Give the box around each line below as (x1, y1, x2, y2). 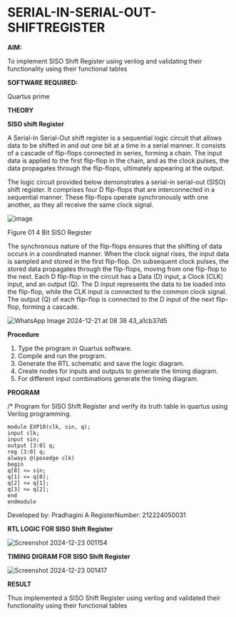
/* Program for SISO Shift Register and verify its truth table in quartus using (7, 402, 228, 410)
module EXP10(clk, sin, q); (7, 423, 91, 430)
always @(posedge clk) (7, 454, 75, 462)
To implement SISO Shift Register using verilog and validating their (7, 56, 202, 65)
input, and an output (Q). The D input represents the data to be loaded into (7, 280, 226, 288)
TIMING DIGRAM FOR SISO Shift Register (7, 552, 130, 561)
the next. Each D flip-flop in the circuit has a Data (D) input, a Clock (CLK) (7, 272, 223, 280)
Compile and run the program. (17, 351, 107, 360)
